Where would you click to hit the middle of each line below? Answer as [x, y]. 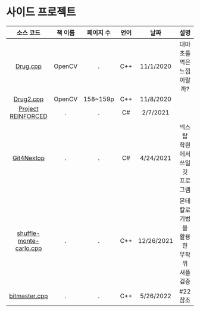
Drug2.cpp [29, 99]
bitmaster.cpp [29, 296]
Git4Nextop [28, 157]
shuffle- [29, 233]
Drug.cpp [29, 66]
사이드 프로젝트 [41, 12]
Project [29, 109]
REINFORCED [29, 116]
